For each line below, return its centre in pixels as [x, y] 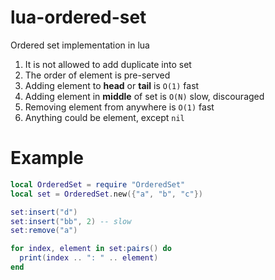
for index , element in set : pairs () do [91, 249]
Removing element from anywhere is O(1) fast [119, 107]
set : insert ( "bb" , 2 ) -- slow [71, 221]
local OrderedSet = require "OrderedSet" [98, 184]
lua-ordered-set [78, 17]
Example [47, 158]
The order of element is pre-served [97, 75]
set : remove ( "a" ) [44, 231]
